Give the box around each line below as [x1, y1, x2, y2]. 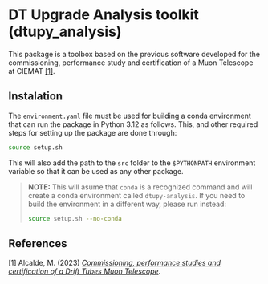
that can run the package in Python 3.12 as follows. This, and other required [8, 119, 258, 129]
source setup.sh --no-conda [27, 214, 122, 222]
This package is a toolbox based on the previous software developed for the [8, 49, 261, 59]
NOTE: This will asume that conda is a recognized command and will [27, 182, 253, 192]
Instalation [8, 90, 63, 103]
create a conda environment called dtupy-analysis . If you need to [27, 190, 246, 200]
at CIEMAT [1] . [8, 66, 55, 75]
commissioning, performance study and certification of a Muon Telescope [8, 58, 254, 67]
